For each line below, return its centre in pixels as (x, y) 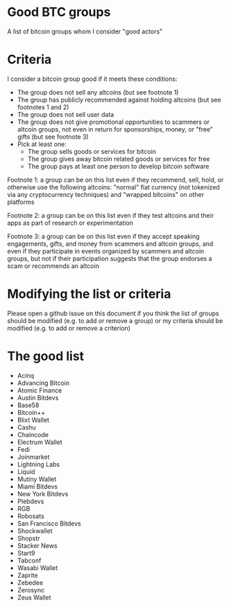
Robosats (31, 516)
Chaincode (33, 434)
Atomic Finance (40, 390)
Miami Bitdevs (37, 486)
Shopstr (28, 538)
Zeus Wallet (34, 597)
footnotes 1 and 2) (43, 107)
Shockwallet (35, 530)
